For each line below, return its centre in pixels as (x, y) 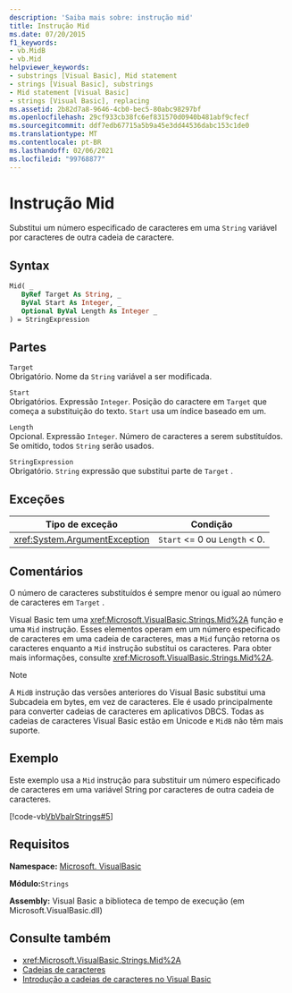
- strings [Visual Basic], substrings (81, 84)
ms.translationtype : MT (54, 134)
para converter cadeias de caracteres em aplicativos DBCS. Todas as (137, 711)
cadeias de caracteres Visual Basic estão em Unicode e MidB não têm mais (146, 721)
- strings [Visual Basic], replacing (79, 101)
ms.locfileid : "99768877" (57, 159)
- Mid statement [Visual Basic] (69, 92)
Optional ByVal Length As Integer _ (89, 311)
